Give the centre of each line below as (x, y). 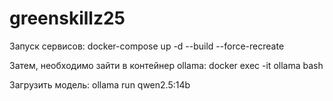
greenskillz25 (67, 18)
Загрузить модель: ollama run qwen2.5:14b (100, 84)
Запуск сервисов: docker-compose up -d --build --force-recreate (147, 46)
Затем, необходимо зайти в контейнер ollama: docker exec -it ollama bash (166, 65)
